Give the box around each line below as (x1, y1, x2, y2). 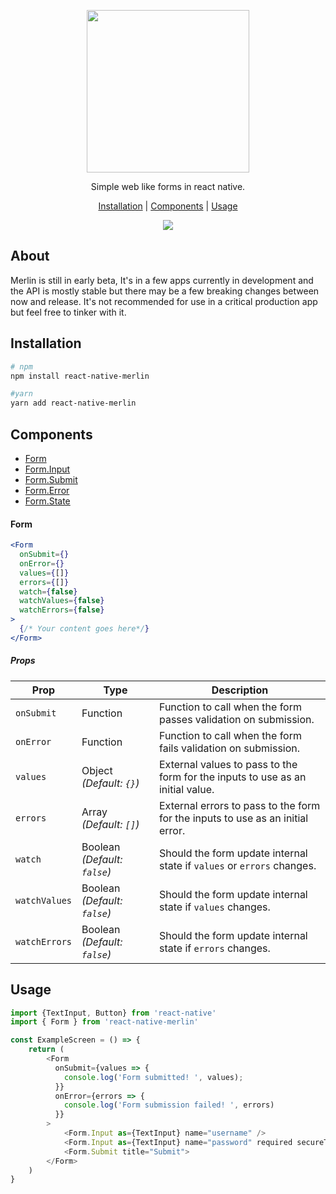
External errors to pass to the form (158, 798, 321, 812)
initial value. (158, 782, 215, 796)
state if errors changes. (158, 941, 271, 955)
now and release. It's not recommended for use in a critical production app (10, 295, 318, 307)
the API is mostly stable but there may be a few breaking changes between (10, 285, 320, 297)
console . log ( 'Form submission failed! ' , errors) (63, 1100, 275, 1110)
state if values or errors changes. (158, 858, 317, 872)
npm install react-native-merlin (10, 371, 150, 381)
